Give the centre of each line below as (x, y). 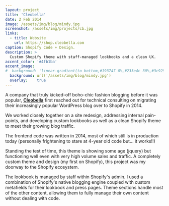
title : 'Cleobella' (26, 15)
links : (12, 33)
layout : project (22, 10)
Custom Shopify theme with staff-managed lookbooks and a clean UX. (83, 57)
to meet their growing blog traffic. (40, 126)
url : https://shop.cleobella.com (49, 43)
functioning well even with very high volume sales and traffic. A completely (83, 156)
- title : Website (28, 38)
